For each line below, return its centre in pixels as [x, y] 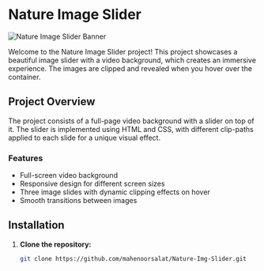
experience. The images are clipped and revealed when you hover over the [130, 68]
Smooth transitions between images [78, 201]
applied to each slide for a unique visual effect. [84, 137]
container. [25, 77]
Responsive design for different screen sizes [92, 184]
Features [26, 158]
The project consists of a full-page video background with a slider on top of [131, 121]
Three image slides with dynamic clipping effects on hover [115, 192]
